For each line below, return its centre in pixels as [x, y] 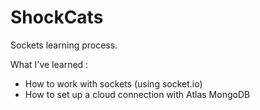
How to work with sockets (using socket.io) [113, 83]
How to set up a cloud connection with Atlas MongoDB [137, 94]
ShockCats [57, 17]
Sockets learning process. [64, 45]
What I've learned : [49, 64]
